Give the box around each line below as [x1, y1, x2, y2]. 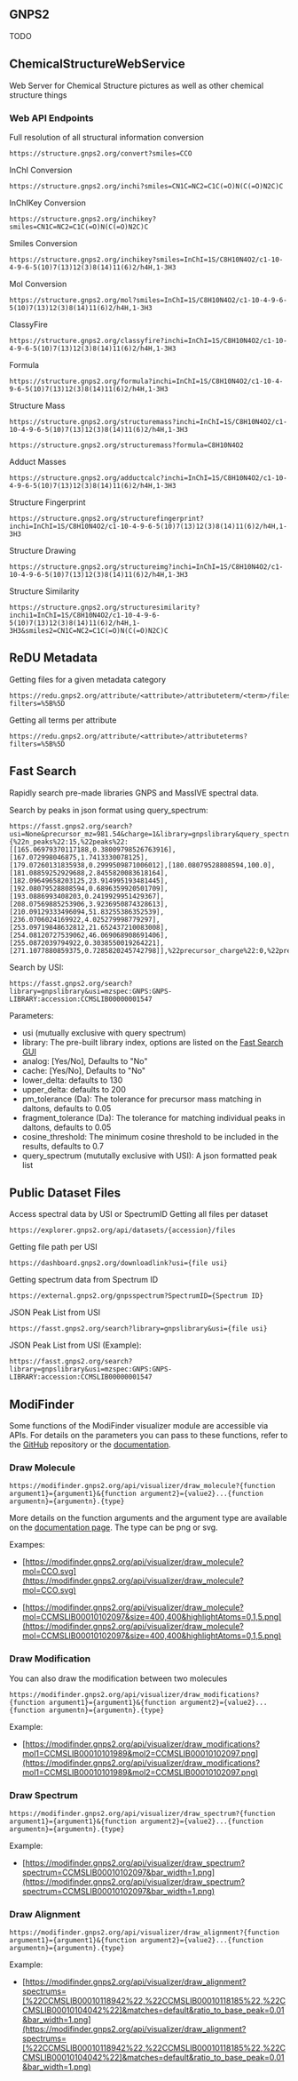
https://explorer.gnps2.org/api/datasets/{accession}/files [9, 1226, 237, 1235]
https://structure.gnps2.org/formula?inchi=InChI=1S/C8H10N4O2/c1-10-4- [9, 377, 284, 386]
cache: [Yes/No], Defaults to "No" [21, 1065, 146, 1076]
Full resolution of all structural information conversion [9, 132, 204, 142]
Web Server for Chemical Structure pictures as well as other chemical [9, 80, 264, 91]
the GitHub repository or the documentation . [9, 1439, 171, 1450]
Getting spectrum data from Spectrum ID [9, 1275, 159, 1285]
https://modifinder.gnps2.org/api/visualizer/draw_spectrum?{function [9, 1809, 276, 1819]
